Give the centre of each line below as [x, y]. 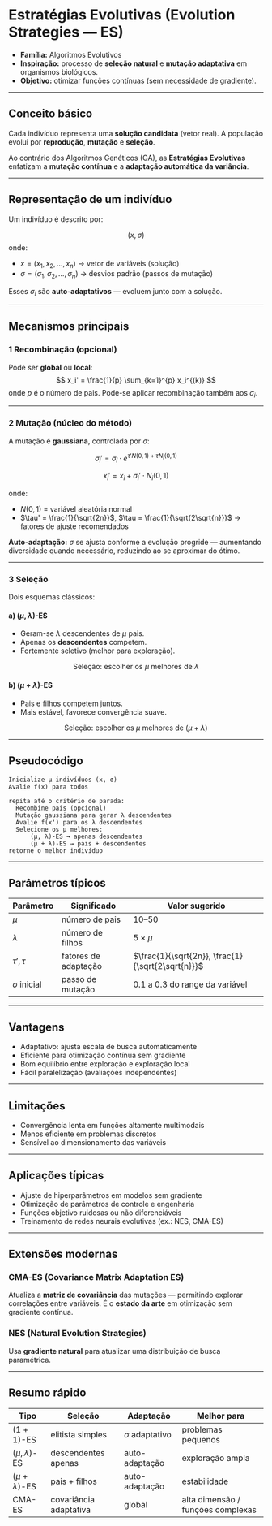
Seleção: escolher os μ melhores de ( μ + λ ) [136, 728]
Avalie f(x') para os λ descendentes [79, 822]
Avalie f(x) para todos [49, 787]
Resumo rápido [47, 1393]
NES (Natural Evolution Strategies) [78, 1334]
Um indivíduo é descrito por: [56, 219]
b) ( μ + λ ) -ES [30, 685]
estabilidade [205, 1481]
